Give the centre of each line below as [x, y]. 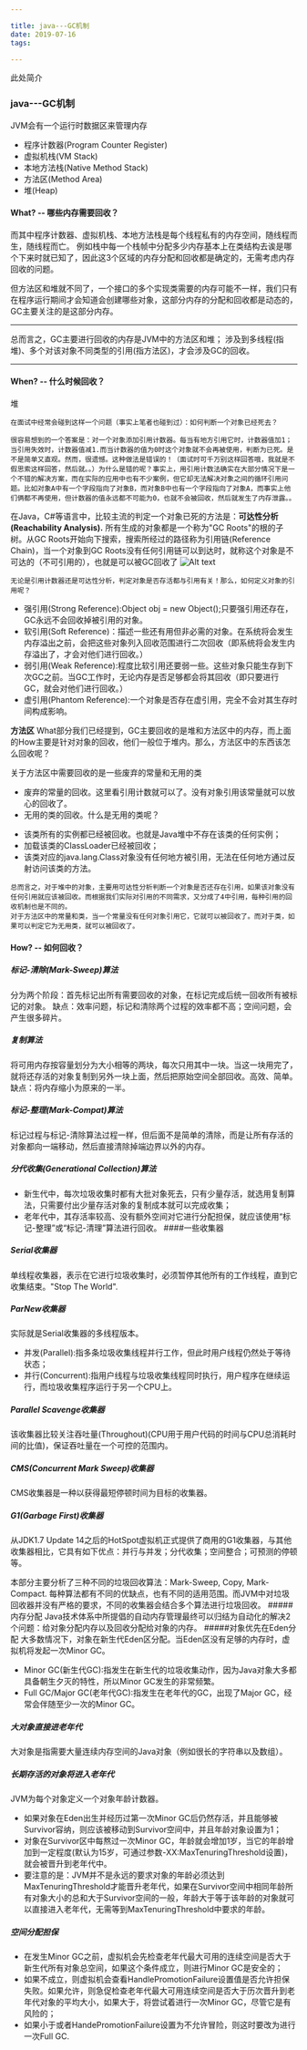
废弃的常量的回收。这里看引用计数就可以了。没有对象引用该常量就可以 [155, 792]
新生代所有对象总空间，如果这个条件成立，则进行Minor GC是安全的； [153, 1968]
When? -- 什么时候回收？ [58, 381]
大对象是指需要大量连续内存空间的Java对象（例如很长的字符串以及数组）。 [149, 1752]
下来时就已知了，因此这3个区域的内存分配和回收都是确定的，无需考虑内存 [156, 257]
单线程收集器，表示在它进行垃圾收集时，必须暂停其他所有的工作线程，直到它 [154, 1275]
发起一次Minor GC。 [72, 1651]
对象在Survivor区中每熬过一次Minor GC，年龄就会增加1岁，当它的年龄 [154, 1841]
